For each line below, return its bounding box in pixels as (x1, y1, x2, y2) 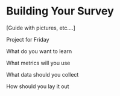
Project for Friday (6, 36, 49, 43)
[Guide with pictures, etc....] (6, 24, 75, 31)
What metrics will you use (6, 59, 71, 66)
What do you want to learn (6, 47, 72, 55)
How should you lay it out (6, 83, 69, 90)
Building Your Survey (6, 4, 115, 18)
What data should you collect (6, 71, 79, 78)
